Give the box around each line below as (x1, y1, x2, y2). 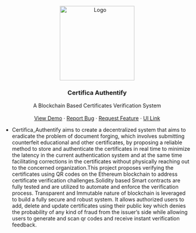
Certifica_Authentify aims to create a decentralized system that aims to (11, 126, 186, 133)
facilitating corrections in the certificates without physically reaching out (11, 158, 189, 165)
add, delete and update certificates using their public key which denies (11, 202, 186, 210)
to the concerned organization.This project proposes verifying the (11, 164, 174, 172)
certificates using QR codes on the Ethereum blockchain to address (11, 170, 178, 178)
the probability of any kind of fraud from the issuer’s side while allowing (11, 209, 188, 216)
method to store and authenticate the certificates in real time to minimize (11, 145, 191, 153)
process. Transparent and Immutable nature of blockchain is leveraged (11, 189, 186, 197)
